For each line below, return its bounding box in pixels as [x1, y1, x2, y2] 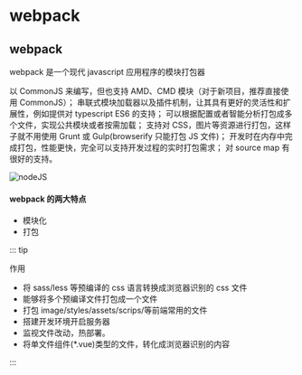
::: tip [9, 245, 29, 256]
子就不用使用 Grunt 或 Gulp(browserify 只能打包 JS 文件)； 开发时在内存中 [9, 131, 285, 141]
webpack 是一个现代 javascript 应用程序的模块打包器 [9, 67, 206, 77]
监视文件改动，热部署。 [22, 327, 110, 339]
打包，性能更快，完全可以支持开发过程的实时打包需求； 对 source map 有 [16, 142, 290, 153]
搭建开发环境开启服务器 [22, 316, 110, 327]
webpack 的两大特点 [9, 193, 87, 204]
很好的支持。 [9, 154, 57, 164]
